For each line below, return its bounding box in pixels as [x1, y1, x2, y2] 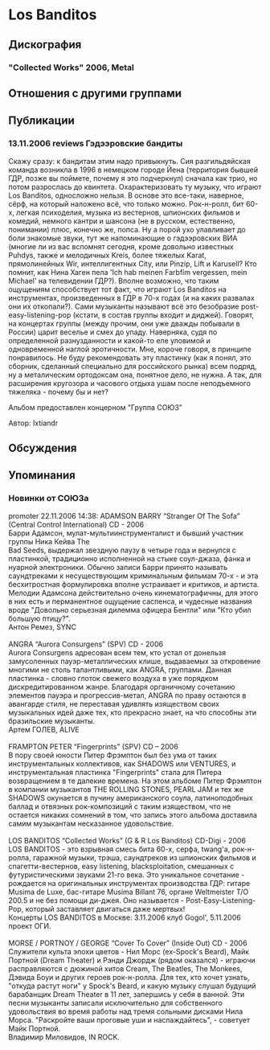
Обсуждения [8, 441, 77, 455]
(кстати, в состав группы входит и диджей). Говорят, [72, 310, 255, 319]
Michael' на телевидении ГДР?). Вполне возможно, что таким [8, 276, 219, 285]
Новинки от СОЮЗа [8, 493, 89, 504]
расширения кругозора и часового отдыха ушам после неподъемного [8, 378, 252, 388]
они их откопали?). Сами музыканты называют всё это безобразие [8, 301, 239, 311]
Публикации [8, 114, 75, 128]
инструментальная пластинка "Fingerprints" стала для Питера [8, 767, 223, 777]
